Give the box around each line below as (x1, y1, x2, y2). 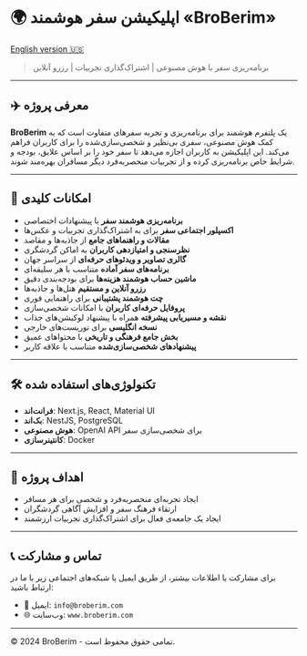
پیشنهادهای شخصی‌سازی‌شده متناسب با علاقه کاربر (23, 341, 197, 352)
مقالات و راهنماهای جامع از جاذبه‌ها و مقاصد (23, 234, 170, 245)
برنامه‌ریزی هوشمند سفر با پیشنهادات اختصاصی (23, 215, 183, 226)
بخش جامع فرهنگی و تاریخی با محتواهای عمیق (23, 331, 179, 342)
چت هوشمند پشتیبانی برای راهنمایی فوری (23, 292, 163, 303)
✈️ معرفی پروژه (10, 97, 89, 114)
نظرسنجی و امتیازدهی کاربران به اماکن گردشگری (23, 243, 190, 255)
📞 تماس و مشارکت (10, 548, 102, 563)
